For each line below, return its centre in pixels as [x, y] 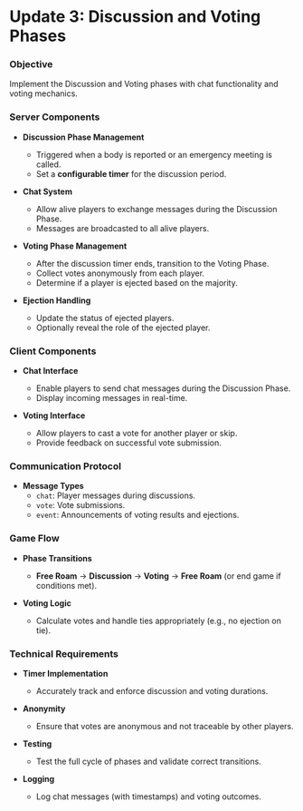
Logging [38, 778]
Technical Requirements [64, 653]
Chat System [47, 191]
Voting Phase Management [75, 246]
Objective [31, 64]
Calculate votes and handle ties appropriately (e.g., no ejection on [159, 620]
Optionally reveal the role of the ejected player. [123, 327]
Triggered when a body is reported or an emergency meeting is [154, 154]
